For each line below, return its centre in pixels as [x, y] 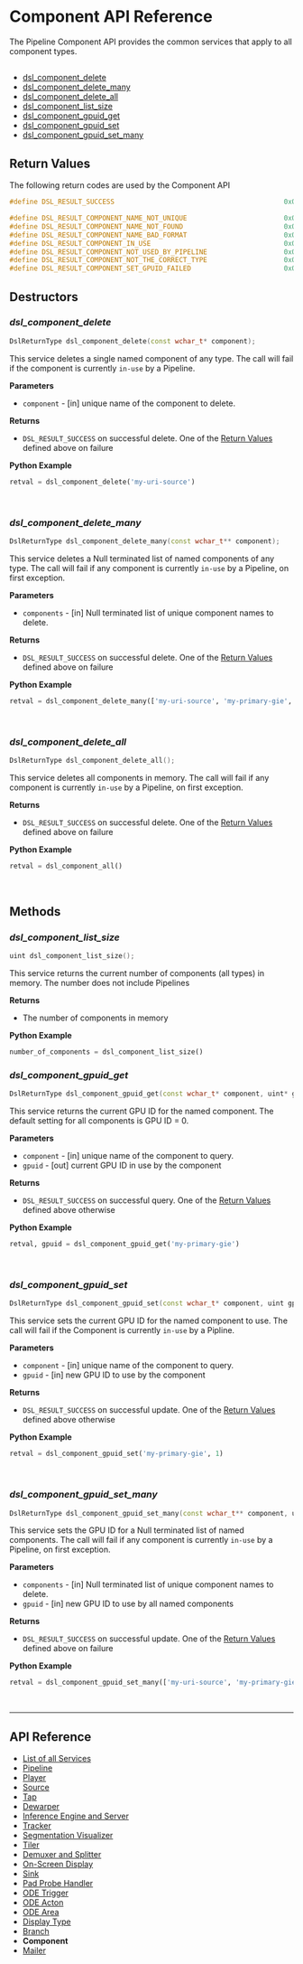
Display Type [46, 1922]
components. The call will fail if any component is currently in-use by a [141, 1540]
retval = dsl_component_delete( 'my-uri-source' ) [102, 482]
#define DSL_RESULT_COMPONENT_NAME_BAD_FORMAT [98, 235]
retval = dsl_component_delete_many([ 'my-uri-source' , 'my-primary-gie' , [151, 701]
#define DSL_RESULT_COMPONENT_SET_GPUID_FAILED [101, 268]
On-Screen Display [58, 1865]
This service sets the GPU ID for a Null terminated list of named [127, 1530]
